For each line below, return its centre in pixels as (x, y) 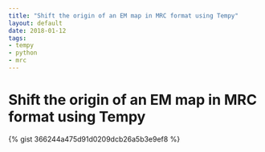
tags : (17, 38)
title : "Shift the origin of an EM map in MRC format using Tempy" (124, 16)
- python (23, 53)
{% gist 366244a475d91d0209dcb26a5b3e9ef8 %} (94, 139)
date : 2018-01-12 (37, 30)
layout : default (35, 23)
